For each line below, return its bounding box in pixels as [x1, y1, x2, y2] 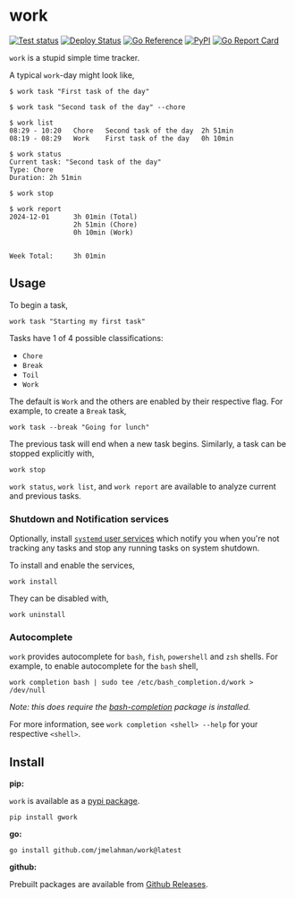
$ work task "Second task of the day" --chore [9, 102, 186, 112]
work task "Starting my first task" [9, 317, 146, 326]
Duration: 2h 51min [9, 173, 82, 182]
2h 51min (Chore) [72, 220, 139, 229]
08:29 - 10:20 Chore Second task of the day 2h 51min [9, 126, 234, 135]
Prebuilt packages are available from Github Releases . [9, 879, 208, 890]
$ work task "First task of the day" [9, 87, 150, 96]
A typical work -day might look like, [9, 69, 135, 81]
